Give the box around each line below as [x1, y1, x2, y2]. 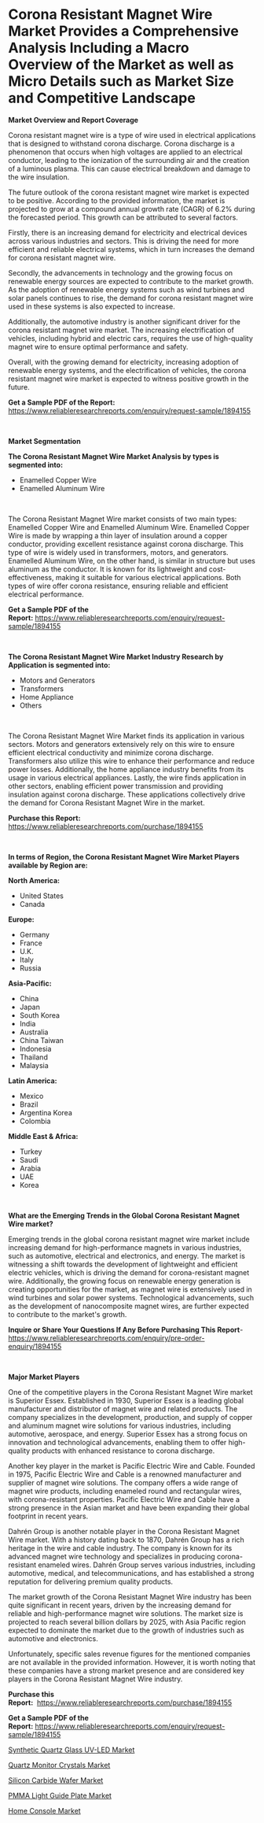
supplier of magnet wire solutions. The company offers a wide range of [8, 1477, 238, 1487]
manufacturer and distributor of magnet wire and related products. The [8, 1403, 238, 1414]
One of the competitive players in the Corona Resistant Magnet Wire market [8, 1387, 253, 1396]
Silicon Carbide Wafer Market [8, 1775, 104, 1784]
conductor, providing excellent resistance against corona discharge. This [8, 539, 244, 549]
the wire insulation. [8, 172, 70, 182]
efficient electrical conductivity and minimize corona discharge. [8, 748, 214, 757]
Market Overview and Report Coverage [8, 115, 139, 124]
